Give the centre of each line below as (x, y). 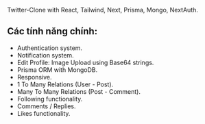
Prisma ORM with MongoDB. (57, 70)
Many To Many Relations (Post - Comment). (79, 91)
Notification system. (45, 55)
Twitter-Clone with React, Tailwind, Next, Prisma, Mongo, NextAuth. (103, 10)
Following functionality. (50, 99)
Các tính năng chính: (52, 31)
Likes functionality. (44, 113)
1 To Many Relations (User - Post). (65, 84)
